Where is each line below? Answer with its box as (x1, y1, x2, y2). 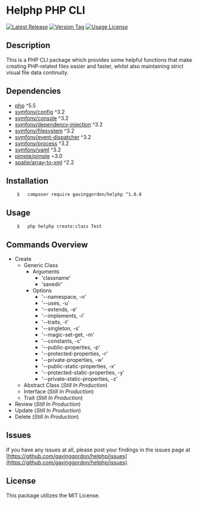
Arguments (32, 268, 60, 275)
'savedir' (41, 280, 63, 288)
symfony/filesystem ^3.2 (14, 127, 75, 134)
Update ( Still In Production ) (14, 407, 81, 414)
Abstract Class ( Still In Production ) (23, 381, 108, 389)
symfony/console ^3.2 (14, 114, 69, 122)
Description (6, 40, 50, 50)
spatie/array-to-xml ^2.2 (14, 159, 74, 166)
